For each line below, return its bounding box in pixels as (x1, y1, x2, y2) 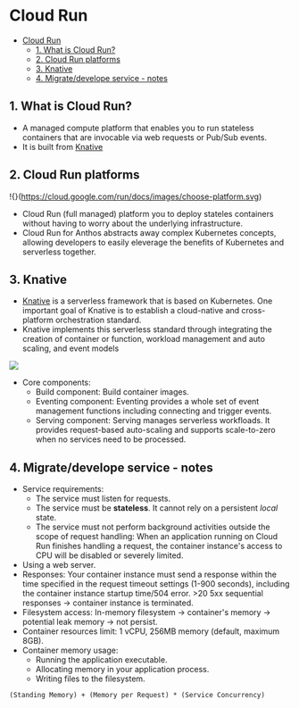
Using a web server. (21, 560, 96, 571)
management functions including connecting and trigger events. (35, 405, 272, 416)
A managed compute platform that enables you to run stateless (21, 122, 254, 133)
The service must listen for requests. (35, 493, 171, 504)
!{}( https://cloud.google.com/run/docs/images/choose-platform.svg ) (9, 191, 262, 202)
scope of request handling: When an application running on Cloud (35, 531, 278, 542)
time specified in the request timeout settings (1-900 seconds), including (21, 579, 290, 589)
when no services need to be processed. (35, 434, 187, 445)
